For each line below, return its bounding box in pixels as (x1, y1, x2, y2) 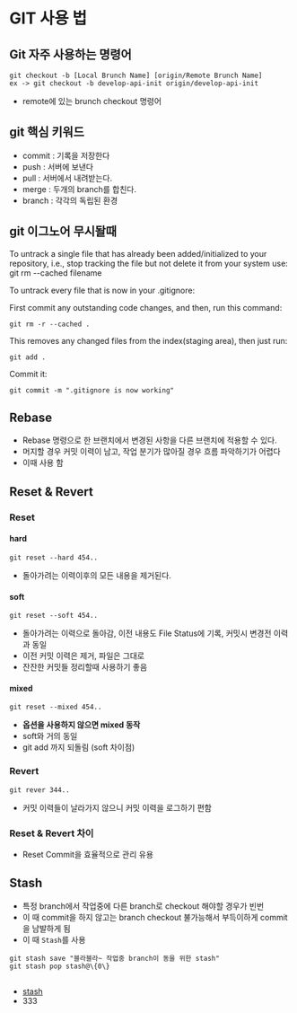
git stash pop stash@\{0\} (9, 962, 110, 971)
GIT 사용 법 (9, 8, 88, 29)
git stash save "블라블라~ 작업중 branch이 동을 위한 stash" (9, 954, 220, 963)
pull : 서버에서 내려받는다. (22, 172, 113, 183)
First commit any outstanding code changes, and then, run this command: (9, 302, 283, 313)
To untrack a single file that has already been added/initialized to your (9, 248, 267, 259)
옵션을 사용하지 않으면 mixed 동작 (22, 719, 141, 730)
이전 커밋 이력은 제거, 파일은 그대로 (22, 650, 145, 661)
